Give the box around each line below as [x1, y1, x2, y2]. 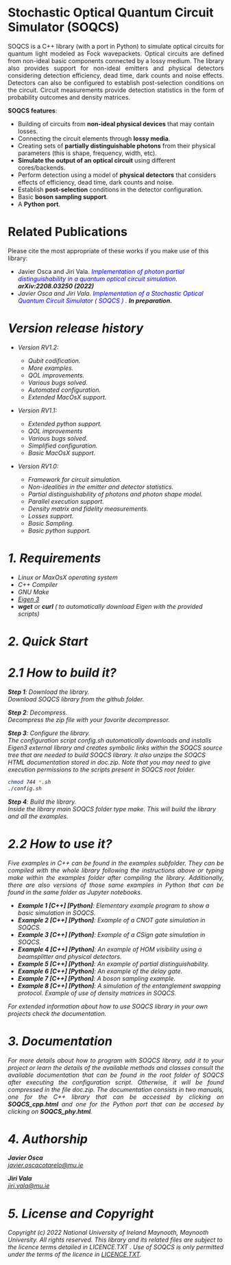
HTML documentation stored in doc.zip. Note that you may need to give [8, 758, 211, 766]
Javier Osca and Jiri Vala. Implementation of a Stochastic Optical [17, 289, 204, 297]
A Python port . [17, 200, 61, 208]
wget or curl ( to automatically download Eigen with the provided [17, 602, 203, 610]
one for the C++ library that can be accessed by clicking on [8, 1093, 224, 1101]
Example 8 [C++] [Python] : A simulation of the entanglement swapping [17, 982, 221, 990]
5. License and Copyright [8, 1206, 154, 1221]
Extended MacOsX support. [27, 393, 107, 401]
